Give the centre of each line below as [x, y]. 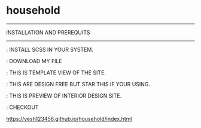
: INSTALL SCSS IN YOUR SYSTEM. [50, 49]
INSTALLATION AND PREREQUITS [48, 32]
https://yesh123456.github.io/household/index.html [69, 118]
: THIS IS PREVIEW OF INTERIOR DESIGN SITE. [64, 95]
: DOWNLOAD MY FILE [34, 61]
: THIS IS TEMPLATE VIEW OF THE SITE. [56, 73]
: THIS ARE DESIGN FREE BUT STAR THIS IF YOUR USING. [78, 84]
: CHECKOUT [22, 107]
